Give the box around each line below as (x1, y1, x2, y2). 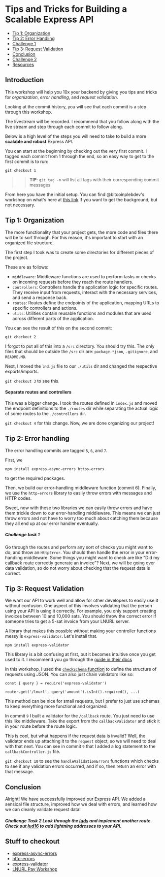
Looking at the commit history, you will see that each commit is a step (5, 103, 147, 109)
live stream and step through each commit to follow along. (5, 124, 123, 130)
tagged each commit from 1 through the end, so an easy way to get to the (5, 153, 154, 159)
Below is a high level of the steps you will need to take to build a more (5, 133, 147, 139)
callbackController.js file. (5, 748, 61, 754)
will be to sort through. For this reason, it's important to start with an (5, 234, 143, 240)
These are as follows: (5, 264, 49, 270)
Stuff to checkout (5, 837, 60, 845)
